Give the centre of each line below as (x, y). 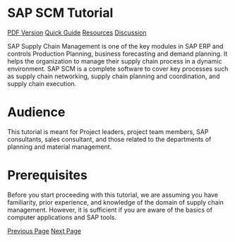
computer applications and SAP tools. (62, 217)
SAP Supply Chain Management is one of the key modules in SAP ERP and (115, 46)
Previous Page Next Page (44, 231)
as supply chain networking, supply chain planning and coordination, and (114, 76)
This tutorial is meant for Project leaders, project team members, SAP (108, 131)
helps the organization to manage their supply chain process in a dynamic (115, 61)
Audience (36, 113)
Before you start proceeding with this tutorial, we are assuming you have (113, 195)
